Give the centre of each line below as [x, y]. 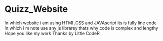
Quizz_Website [36, 9]
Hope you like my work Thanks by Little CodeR [52, 33]
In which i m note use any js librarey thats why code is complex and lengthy [81, 28]
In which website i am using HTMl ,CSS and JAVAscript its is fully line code [81, 23]
